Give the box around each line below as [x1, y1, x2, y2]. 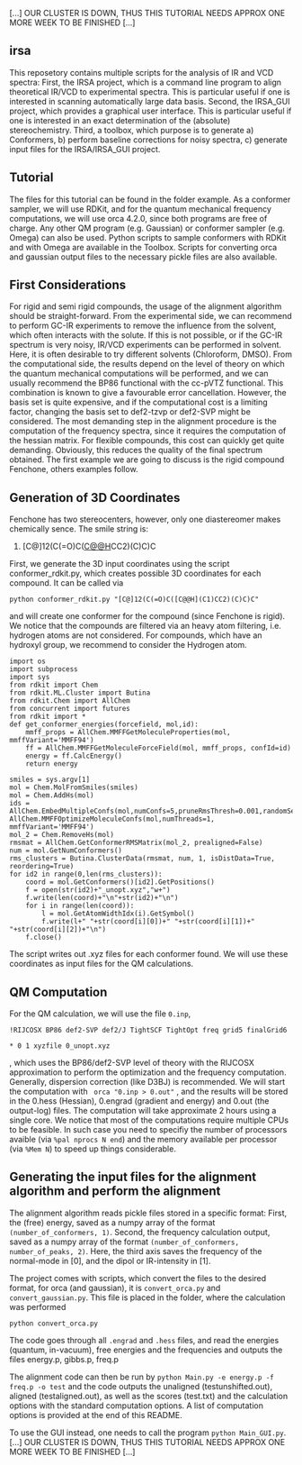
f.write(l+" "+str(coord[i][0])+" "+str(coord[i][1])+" [41, 917, 255, 926]
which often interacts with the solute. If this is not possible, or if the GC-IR [9, 330, 283, 341]
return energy [25, 760, 78, 769]
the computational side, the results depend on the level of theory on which [9, 359, 285, 369]
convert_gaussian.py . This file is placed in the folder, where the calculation [9, 1292, 286, 1303]
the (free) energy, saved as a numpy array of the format [9, 1216, 216, 1228]
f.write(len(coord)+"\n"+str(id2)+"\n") [25, 894, 179, 903]
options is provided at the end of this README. [9, 1409, 182, 1420]
